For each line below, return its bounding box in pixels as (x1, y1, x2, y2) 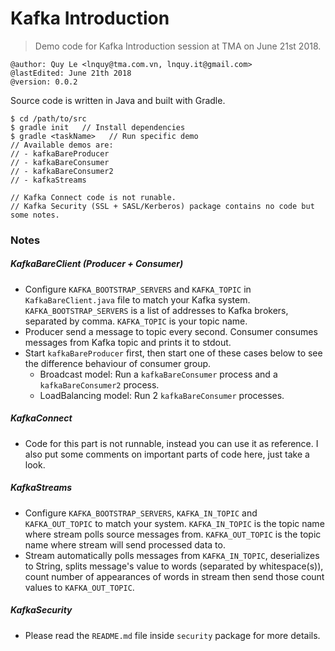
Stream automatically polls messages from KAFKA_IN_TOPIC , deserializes (24, 549, 320, 561)
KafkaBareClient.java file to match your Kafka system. (24, 293, 251, 306)
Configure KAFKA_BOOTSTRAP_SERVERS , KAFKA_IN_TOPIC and (24, 507, 258, 519)
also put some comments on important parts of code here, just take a (24, 448, 310, 460)
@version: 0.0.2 (10, 77, 78, 87)
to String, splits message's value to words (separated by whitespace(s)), (24, 560, 324, 572)
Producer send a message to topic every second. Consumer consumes (24, 325, 318, 337)
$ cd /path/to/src (10, 113, 87, 124)
